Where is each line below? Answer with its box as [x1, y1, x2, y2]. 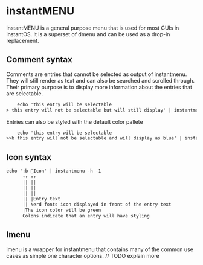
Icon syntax [6, 152, 51, 162]
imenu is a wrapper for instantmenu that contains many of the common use [6, 246, 193, 253]
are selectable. [6, 89, 43, 97]
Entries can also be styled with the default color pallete [6, 118, 143, 125]
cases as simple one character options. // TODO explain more [6, 252, 159, 259]
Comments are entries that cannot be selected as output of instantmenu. [6, 71, 187, 78]
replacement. [6, 37, 39, 44]
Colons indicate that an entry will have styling [22, 213, 150, 219]
